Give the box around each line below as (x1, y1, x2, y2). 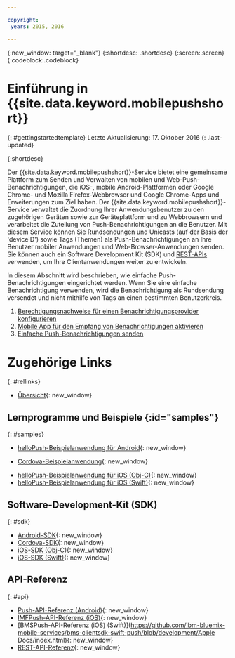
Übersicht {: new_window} (17, 391, 93, 400)
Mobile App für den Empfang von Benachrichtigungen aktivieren (17, 322, 203, 331)
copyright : (7, 16, 39, 23)
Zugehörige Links (7, 354, 112, 370)
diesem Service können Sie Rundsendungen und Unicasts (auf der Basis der (7, 228, 228, 236)
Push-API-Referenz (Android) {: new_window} (17, 605, 149, 614)
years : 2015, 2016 (10, 22, 65, 30)
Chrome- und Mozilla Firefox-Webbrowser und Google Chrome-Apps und (7, 190, 220, 199)
